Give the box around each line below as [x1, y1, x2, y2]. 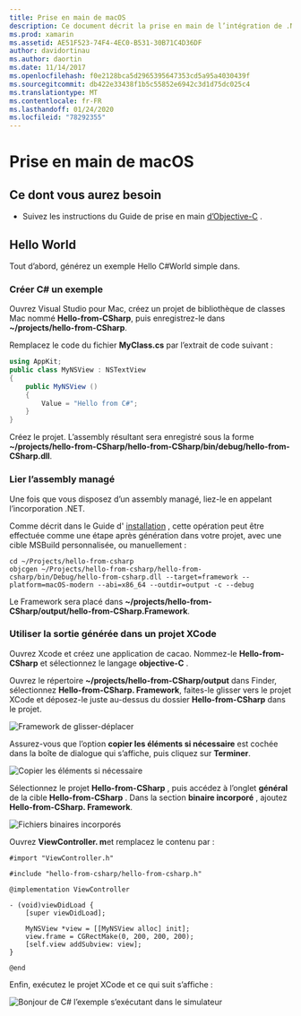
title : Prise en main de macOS [9, 13, 126, 22]
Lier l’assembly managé [9, 473, 115, 486]
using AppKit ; [9, 357, 63, 366]
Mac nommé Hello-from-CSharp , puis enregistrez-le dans [9, 313, 226, 323]
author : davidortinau [9, 47, 90, 56]
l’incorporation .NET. [9, 503, 85, 513]
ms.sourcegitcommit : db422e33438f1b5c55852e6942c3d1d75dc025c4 [9, 80, 251, 89]
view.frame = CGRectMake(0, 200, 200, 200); [25, 932, 194, 941]
